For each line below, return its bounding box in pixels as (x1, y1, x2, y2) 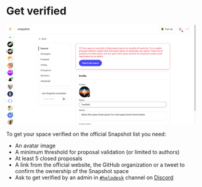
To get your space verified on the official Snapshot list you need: (6, 131, 167, 138)
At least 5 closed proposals (14, 155, 83, 162)
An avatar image (14, 142, 56, 149)
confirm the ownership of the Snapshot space (14, 168, 129, 175)
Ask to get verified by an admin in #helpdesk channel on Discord (14, 174, 174, 181)
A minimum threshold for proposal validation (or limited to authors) (14, 149, 180, 156)
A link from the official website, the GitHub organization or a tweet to (14, 161, 185, 168)
